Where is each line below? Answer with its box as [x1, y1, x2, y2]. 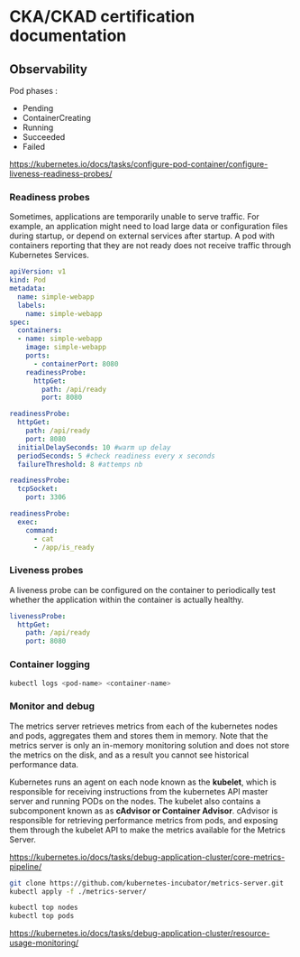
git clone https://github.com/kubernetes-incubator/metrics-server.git [9, 878, 284, 887]
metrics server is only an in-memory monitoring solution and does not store [9, 739, 290, 750]
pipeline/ [9, 860, 42, 872]
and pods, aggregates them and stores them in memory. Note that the [9, 729, 268, 741]
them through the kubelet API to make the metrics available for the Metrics [9, 824, 286, 835]
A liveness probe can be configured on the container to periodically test [9, 584, 277, 595]
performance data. [9, 758, 79, 769]
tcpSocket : [17, 485, 59, 494]
